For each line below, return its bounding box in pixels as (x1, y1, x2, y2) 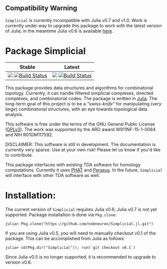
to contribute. (5, 152, 34, 158)
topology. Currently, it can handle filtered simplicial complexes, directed (5, 90, 153, 96)
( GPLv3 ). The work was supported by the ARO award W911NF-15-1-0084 (5, 126, 156, 132)
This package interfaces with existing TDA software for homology (5, 161, 141, 167)
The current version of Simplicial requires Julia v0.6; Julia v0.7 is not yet (5, 206, 157, 212)
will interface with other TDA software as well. (5, 172, 100, 178)
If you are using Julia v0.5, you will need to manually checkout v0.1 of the (5, 230, 156, 236)
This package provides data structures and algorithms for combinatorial (5, 84, 153, 90)
